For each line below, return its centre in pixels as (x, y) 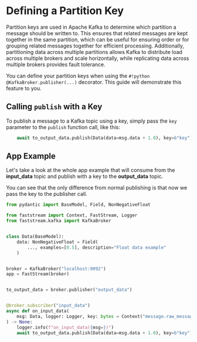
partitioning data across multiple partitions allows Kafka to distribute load (94, 52)
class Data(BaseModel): (35, 237)
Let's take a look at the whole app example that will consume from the (91, 170)
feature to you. (24, 88)
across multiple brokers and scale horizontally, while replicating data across (98, 58)
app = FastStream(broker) (38, 274)
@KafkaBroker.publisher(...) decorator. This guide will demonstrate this (94, 82)
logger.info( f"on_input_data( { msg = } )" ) (65, 327)
